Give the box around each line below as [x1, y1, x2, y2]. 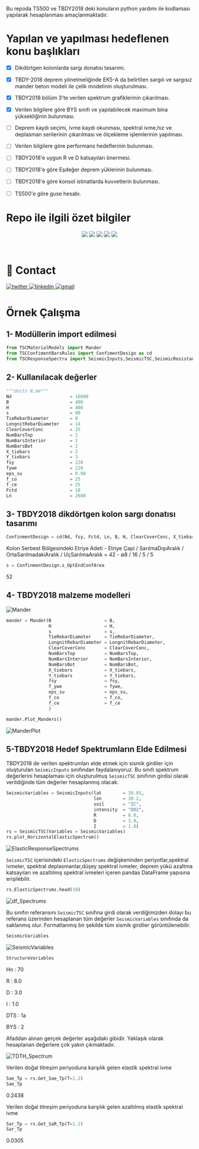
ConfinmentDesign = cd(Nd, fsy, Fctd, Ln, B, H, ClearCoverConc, [6, 534, 171, 540]
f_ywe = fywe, [48, 683, 123, 689]
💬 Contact [6, 264, 56, 277]
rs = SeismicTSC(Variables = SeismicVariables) [6, 829, 126, 835]
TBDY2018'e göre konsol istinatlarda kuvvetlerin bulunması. [14, 178, 160, 185]
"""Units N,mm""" [6, 388, 49, 394]
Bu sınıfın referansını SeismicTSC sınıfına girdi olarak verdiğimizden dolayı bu [6, 909, 191, 916]
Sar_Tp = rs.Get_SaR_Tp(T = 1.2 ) [6, 1121, 84, 1127]
